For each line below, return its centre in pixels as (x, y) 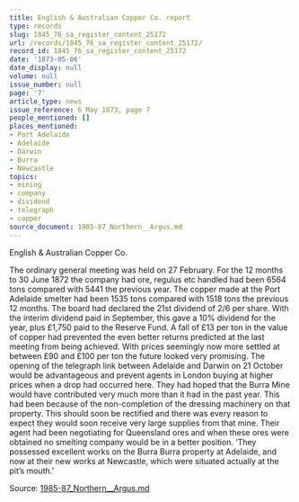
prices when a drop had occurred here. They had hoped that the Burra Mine (149, 384)
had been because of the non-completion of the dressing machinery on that (150, 403)
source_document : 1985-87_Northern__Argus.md (96, 227)
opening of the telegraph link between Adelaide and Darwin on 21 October (146, 365)
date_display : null (46, 68)
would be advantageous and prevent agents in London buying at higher (141, 375)
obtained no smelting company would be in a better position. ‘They (133, 442)
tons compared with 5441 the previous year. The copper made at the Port (145, 289)
